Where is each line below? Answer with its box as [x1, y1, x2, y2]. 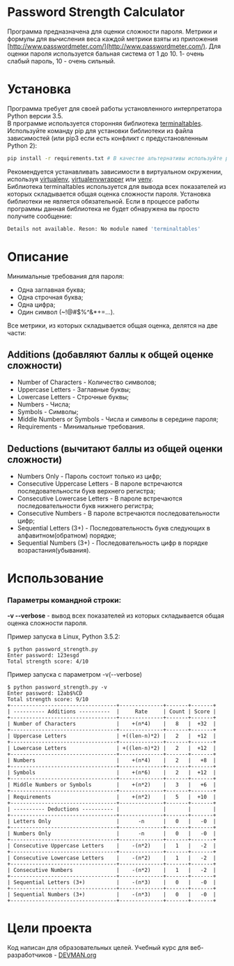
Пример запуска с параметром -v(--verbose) [7, 670, 143, 678]
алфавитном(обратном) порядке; [17, 531, 117, 540]
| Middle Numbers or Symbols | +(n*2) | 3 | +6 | [7, 781, 217, 788]
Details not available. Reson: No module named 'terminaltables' [7, 225, 201, 232]
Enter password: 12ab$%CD [7, 689, 82, 697]
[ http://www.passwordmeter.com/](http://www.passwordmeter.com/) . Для [7, 42, 221, 50]
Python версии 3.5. [7, 112, 63, 120]
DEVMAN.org [58, 951, 97, 959]
